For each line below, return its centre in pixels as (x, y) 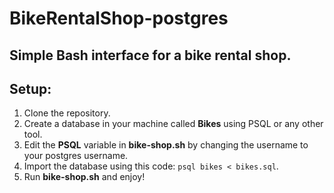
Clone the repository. (67, 113)
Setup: (30, 88)
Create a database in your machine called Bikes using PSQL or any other (173, 124)
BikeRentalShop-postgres (119, 18)
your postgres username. (76, 156)
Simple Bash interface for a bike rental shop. (150, 55)
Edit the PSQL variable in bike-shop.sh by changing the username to (166, 145)
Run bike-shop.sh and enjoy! (84, 177)
